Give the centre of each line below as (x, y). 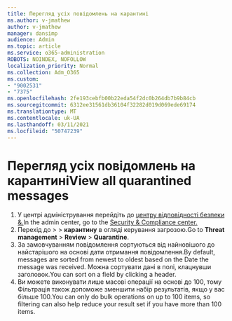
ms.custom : (23, 79)
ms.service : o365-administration (56, 53)
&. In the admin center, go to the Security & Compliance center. (107, 222)
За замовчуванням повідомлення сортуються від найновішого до (116, 245)
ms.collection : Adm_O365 (43, 72)
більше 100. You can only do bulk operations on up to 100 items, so (114, 297)
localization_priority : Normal (53, 66)
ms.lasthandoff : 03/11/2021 (48, 124)
